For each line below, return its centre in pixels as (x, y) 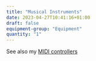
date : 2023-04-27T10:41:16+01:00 (48, 18)
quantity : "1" (24, 34)
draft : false (23, 23)
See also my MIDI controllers (42, 51)
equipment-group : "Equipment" (44, 29)
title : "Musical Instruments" (44, 12)
